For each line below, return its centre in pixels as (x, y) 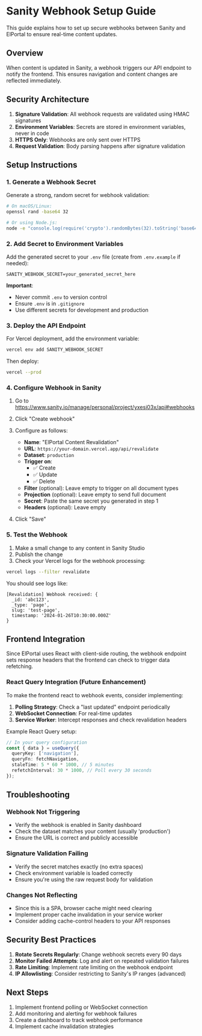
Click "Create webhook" (45, 419)
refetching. (20, 667)
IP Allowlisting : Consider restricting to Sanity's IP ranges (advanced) (100, 973)
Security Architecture (48, 100)
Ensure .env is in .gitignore (50, 304)
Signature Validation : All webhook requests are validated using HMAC (102, 114)
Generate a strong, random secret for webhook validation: (78, 195)
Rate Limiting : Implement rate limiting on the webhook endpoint (94, 967)
